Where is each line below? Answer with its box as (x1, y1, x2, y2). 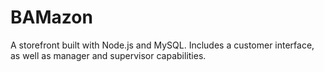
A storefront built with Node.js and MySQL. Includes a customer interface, (10, 39, 315, 51)
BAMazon (10, 6, 93, 29)
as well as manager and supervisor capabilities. (10, 49, 207, 61)
